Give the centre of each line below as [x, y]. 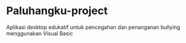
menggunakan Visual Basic [40, 33]
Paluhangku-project [57, 11]
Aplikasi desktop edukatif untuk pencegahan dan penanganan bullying [93, 27]
